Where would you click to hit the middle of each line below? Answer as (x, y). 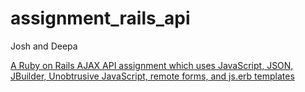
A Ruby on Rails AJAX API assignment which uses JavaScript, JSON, (152, 65)
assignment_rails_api (100, 18)
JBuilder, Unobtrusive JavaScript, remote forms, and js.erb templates (152, 76)
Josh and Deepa (44, 46)
